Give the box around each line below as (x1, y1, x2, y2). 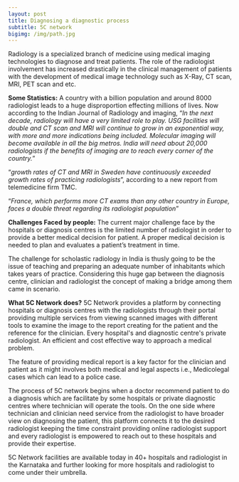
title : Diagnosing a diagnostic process (8, 17, 130, 24)
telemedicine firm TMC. (8, 183, 78, 192)
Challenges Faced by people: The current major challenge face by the (8, 218, 216, 227)
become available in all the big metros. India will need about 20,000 (8, 139, 208, 148)
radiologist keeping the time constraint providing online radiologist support (8, 424, 227, 433)
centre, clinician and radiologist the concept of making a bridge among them (8, 277, 233, 286)
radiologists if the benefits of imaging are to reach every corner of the (8, 146, 214, 155)
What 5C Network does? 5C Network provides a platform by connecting (8, 299, 221, 307)
